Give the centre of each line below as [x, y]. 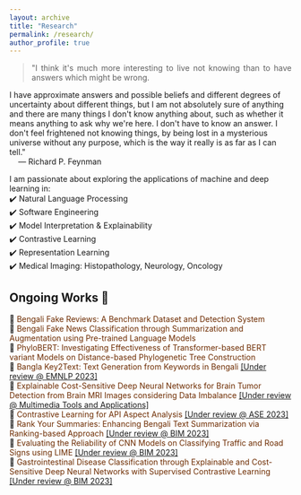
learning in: [30, 188]
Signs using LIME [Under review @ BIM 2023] [94, 453]
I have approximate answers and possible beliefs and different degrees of [145, 95]
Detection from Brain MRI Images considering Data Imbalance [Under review [150, 395]
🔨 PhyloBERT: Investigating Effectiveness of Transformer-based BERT [138, 348]
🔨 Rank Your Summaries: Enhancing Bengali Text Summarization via [134, 424]
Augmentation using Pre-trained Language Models [103, 338]
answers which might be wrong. [90, 78]
